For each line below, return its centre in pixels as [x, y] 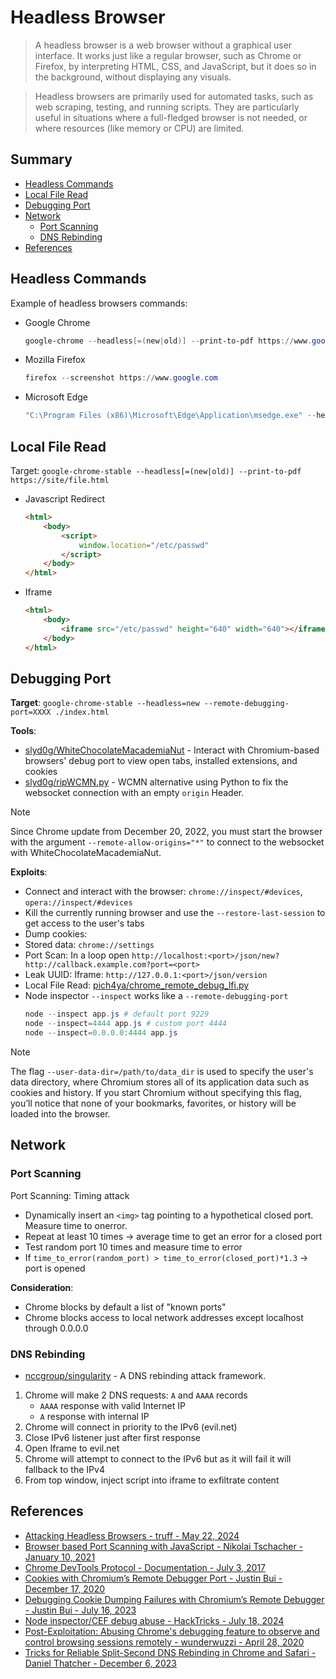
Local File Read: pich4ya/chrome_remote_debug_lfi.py [137, 985]
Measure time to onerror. [76, 1225]
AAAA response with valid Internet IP [112, 1405]
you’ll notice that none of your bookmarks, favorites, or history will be [153, 1103]
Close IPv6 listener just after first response [112, 1437]
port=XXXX [31, 712]
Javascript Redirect [65, 499]
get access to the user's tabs [84, 923]
